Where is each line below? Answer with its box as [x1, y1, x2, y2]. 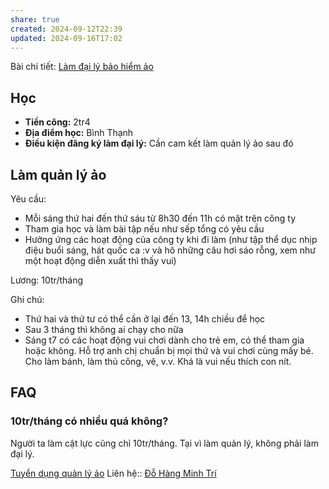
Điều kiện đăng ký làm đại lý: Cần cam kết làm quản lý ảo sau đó [24, 137, 294, 150]
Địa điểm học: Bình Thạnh [24, 127, 134, 139]
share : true [10, 14, 60, 25]
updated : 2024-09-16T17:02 [10, 33, 123, 43]
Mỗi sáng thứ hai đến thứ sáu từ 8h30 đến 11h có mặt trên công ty [24, 212, 296, 224]
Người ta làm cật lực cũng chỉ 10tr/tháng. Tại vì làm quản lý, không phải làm [10, 437, 319, 449]
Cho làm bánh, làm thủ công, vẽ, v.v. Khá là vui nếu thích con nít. [24, 356, 292, 367]
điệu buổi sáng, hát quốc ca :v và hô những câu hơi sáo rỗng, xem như [24, 244, 317, 256]
